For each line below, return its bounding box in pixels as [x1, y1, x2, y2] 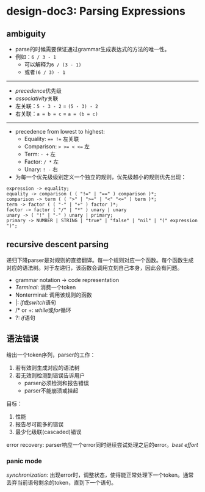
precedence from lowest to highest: [15, 128, 105, 135]
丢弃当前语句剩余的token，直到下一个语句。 [6, 479, 117, 486]
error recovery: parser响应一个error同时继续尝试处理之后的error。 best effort [6, 441, 198, 448]
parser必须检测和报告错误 [24, 379, 90, 386]
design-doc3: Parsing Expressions [6, 4, 186, 18]
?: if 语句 [15, 314, 35, 321]
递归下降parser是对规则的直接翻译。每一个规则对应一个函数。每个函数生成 [6, 256, 194, 264]
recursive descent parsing [6, 239, 109, 250]
